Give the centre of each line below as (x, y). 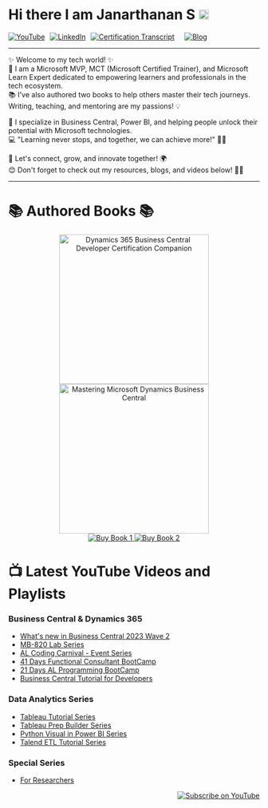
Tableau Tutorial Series (57, 716)
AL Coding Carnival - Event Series (76, 653)
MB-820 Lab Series (52, 644)
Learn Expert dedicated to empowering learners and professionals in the (127, 77)
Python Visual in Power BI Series (73, 733)
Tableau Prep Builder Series (65, 725)
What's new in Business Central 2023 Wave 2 (95, 637)
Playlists (37, 594)
